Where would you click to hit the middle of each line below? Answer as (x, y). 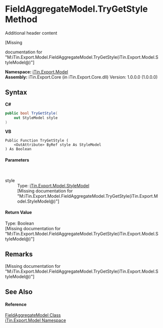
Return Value (19, 212)
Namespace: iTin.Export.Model (37, 71)
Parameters (17, 160)
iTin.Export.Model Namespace (36, 320)
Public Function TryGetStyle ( (37, 141)
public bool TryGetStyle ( (31, 113)
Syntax (16, 92)
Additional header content (31, 33)
